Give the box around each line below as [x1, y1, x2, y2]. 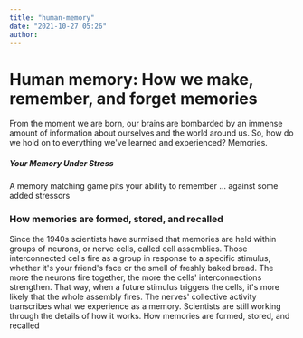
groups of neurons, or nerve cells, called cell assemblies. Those [9, 243, 248, 254]
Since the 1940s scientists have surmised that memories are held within [9, 233, 277, 244]
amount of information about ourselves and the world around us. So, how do [9, 127, 294, 138]
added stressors [9, 191, 71, 202]
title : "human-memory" [9, 13, 95, 23]
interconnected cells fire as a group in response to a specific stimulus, [9, 252, 271, 263]
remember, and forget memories [9, 88, 258, 108]
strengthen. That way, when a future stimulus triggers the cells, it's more [9, 281, 280, 292]
